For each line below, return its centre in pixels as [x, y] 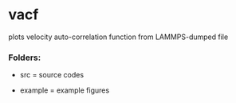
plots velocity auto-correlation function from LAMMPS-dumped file [118, 37]
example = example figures [65, 90]
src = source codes [52, 75]
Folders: [25, 57]
